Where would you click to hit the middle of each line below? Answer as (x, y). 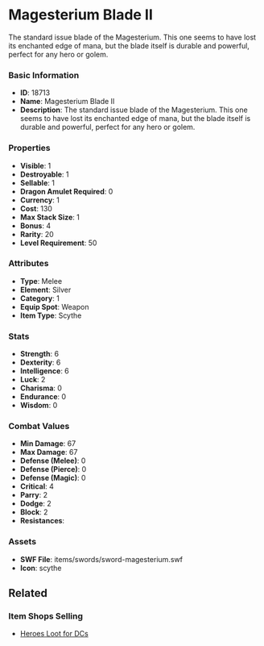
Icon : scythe (41, 568)
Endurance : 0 (43, 397)
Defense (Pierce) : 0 (53, 469)
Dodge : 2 (36, 504)
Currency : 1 (40, 200)
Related (28, 593)
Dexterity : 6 (40, 363)
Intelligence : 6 (45, 371)
